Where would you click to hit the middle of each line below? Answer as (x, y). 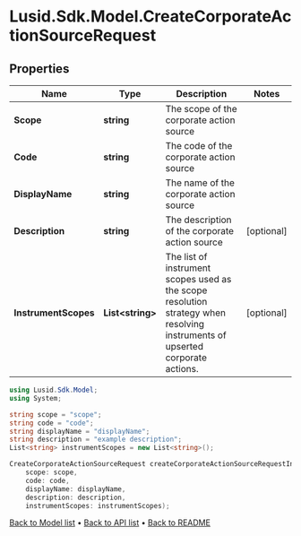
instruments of (196, 335)
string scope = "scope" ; (56, 414)
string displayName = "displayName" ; (80, 431)
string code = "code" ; (52, 423)
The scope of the (201, 109)
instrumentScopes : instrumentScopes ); (98, 506)
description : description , (76, 497)
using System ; (36, 398)
